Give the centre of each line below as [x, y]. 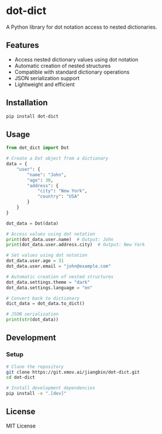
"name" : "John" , [47, 175]
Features [23, 45]
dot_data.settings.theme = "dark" [48, 282]
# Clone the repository [35, 367]
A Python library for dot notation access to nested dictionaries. [82, 27]
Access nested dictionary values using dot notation [76, 59]
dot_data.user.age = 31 [35, 261]
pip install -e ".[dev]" [36, 394]
